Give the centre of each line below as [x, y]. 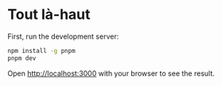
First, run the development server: [63, 36]
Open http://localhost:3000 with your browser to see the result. [111, 73]
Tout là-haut [49, 15]
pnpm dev [22, 58]
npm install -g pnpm [42, 50]
